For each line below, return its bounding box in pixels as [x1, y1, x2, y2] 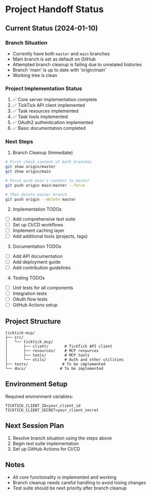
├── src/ [5, 335, 24, 340]
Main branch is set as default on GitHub [12, 56, 96, 62]
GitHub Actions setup [12, 302, 57, 308]
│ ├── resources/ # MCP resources [5, 348, 99, 354]
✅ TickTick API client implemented [12, 102, 85, 108]
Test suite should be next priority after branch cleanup [12, 485, 127, 491]
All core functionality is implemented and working [12, 474, 117, 480]
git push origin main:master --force [5, 183, 85, 188]
